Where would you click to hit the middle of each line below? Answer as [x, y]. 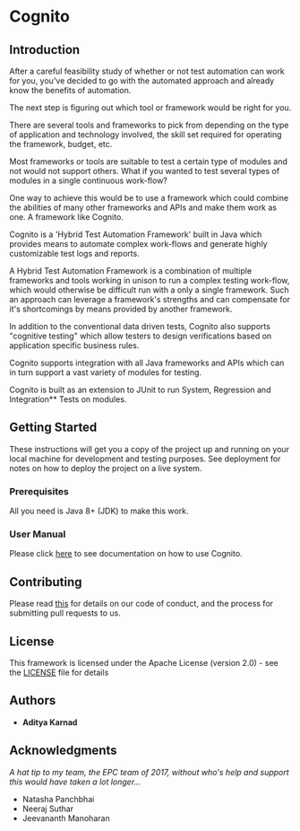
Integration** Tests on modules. [68, 399]
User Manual [38, 534]
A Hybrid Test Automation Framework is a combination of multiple [131, 271]
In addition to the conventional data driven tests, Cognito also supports [140, 326]
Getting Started [53, 428]
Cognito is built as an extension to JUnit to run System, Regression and [140, 389]
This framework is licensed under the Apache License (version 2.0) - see [144, 663]
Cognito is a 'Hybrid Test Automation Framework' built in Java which [136, 234]
